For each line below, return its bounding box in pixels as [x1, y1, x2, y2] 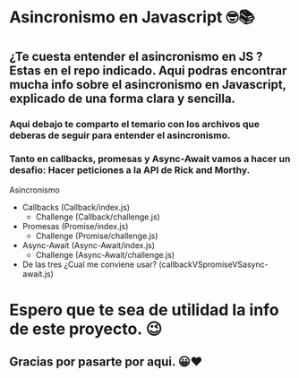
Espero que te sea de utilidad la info [9, 299, 279, 320]
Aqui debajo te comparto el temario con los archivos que [9, 117, 260, 130]
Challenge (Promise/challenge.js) [35, 230, 158, 241]
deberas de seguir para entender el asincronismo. [9, 129, 231, 142]
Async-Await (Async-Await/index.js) [21, 239, 155, 251]
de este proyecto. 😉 [9, 319, 163, 339]
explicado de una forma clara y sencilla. [9, 90, 235, 106]
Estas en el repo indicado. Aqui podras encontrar [9, 63, 287, 78]
